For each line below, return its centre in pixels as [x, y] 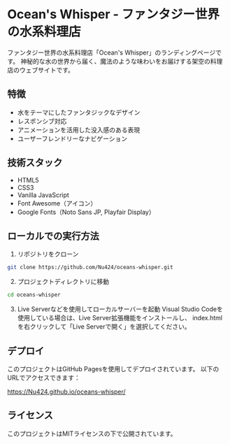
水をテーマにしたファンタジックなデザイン [79, 112]
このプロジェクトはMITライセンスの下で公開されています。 [92, 434]
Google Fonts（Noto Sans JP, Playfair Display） [86, 212]
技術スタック [35, 163]
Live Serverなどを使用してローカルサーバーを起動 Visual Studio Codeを [120, 309]
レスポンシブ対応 [42, 121]
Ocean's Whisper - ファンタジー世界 [114, 14]
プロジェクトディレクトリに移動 [63, 282]
